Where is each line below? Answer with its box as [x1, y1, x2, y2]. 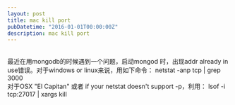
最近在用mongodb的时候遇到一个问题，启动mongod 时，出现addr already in [7, 57, 229, 66]
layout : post [7, 10, 46, 17]
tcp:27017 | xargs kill [7, 90, 67, 99]
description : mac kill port [7, 29, 90, 37]
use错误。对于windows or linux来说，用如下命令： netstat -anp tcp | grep [7, 66, 221, 74]
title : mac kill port [7, 17, 71, 24]
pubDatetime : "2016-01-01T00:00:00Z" [7, 23, 119, 30]
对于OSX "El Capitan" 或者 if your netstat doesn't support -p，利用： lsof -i [7, 82, 226, 91]
